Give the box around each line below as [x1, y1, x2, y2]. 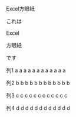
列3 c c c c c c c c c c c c [6, 92, 68, 99]
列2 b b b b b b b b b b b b [6, 79, 70, 86]
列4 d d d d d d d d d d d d [6, 105, 71, 111]
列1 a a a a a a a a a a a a [6, 67, 66, 74]
